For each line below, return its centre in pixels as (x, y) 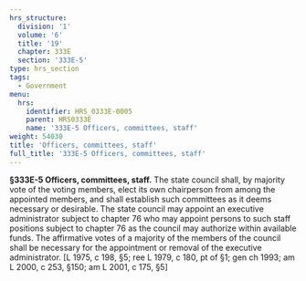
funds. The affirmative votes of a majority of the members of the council (145, 237)
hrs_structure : (38, 18)
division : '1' (44, 26)
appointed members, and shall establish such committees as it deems (141, 199)
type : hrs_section (44, 69)
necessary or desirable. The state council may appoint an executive (137, 208)
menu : (20, 94)
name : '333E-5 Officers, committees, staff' (112, 129)
